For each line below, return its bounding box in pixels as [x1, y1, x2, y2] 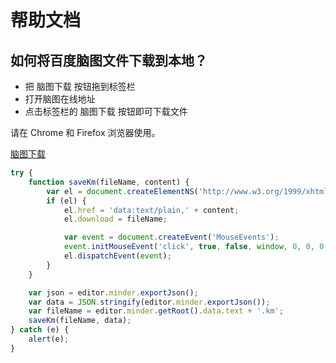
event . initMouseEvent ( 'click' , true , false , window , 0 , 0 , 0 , [63, 242, 329, 252]
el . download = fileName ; [63, 214, 168, 225]
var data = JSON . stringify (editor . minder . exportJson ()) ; [28, 297, 271, 307]
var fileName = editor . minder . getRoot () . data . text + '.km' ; [28, 306, 284, 316]
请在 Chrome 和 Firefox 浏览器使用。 [10, 127, 161, 138]
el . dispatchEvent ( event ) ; [63, 251, 172, 261]
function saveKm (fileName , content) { [28, 177, 190, 187]
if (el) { [46, 196, 87, 206]
